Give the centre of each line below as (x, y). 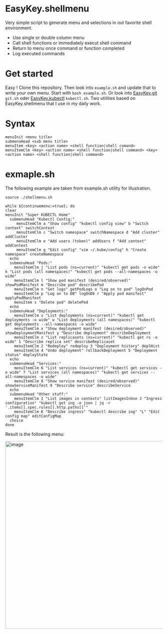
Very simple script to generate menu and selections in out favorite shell (78, 22)
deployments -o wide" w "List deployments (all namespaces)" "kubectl (80, 320)
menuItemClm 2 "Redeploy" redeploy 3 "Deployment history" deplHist (87, 346)
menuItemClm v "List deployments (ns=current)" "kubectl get (79, 315)
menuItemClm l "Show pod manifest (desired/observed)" (72, 280)
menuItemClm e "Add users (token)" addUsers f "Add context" (81, 241)
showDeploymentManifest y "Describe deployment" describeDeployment (78, 333)
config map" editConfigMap (33, 416)
